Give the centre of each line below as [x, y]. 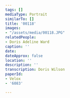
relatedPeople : [21, 38]
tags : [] [14, 10]
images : [13, 28]
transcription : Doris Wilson [35, 70]
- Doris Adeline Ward [27, 42]
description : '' [22, 65]
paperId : [14, 74]
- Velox [13, 79]
